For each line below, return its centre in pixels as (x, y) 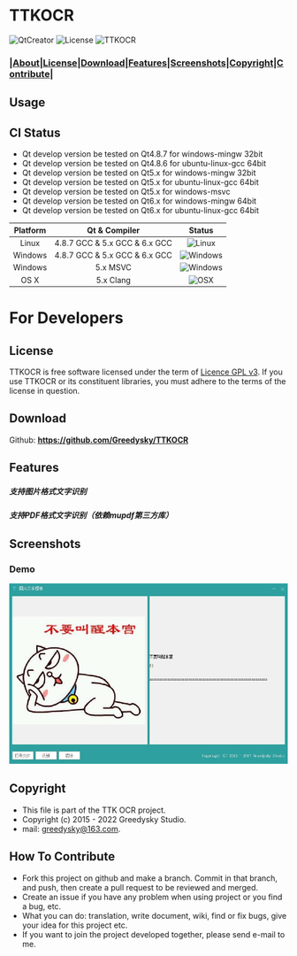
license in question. (45, 391)
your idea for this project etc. (75, 925)
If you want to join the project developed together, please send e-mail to (153, 934)
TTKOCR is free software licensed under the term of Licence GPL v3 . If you (146, 372)
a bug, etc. (42, 906)
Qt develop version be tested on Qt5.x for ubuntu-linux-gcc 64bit (140, 182)
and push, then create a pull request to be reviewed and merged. (140, 887)
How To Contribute (62, 856)
